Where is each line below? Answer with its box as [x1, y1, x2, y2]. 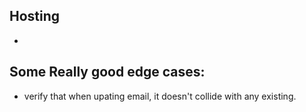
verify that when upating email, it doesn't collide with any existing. [23, 90, 297, 102]
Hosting [9, 8, 61, 25]
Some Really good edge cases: [9, 64, 206, 81]
